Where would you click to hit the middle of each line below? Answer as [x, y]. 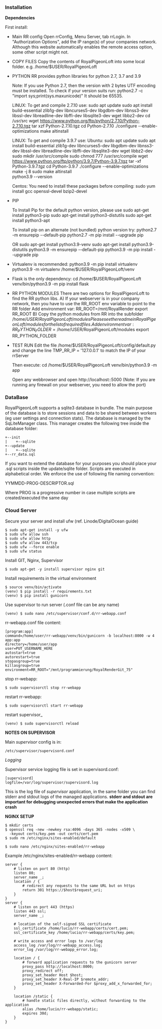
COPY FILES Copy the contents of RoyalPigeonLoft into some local [78, 62]
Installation [19, 7]
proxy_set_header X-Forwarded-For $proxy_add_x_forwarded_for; [87, 983]
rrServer [20, 356]
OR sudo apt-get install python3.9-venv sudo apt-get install [71, 244]
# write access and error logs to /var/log [58, 941]
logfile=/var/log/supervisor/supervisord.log [52, 782]
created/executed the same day [37, 498]
